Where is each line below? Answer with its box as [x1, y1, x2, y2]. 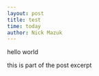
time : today [7, 23, 41, 29]
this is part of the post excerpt [7, 61, 92, 69]
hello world [7, 48, 39, 56]
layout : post [7, 10, 44, 17]
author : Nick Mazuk [7, 29, 63, 36]
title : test [7, 16, 41, 23]
